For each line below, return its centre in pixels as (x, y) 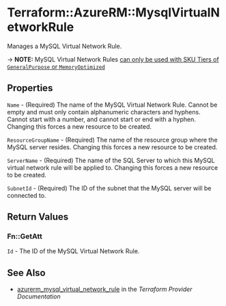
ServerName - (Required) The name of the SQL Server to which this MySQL (111, 160)
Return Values (38, 217)
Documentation (39, 296)
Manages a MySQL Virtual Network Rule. (65, 46)
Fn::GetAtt (25, 236)
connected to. (27, 195)
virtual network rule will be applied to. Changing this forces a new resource (113, 167)
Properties (30, 88)
